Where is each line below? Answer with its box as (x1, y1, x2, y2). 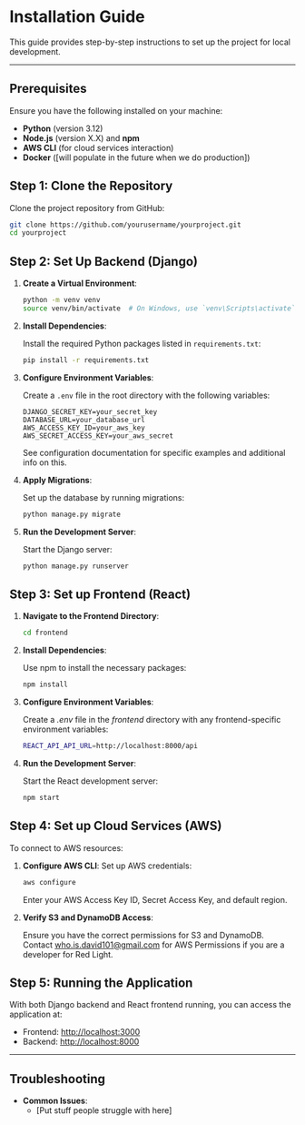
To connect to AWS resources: (9, 842, 124, 853)
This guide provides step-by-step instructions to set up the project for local (9, 36, 290, 47)
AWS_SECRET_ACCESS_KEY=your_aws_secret (22, 431, 174, 441)
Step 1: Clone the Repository (9, 178, 173, 194)
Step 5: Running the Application (9, 975, 193, 990)
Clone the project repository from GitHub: (9, 202, 165, 213)
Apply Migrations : (22, 474, 93, 485)
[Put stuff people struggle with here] (35, 1105, 172, 1116)
